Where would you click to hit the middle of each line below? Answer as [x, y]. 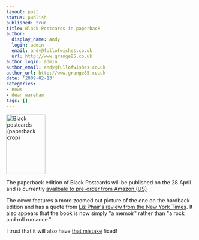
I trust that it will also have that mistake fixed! [62, 231]
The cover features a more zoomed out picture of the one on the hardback [98, 200]
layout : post [22, 12]
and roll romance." [29, 219]
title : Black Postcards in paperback [53, 28]
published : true [26, 23]
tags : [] [17, 100]
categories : [21, 84]
